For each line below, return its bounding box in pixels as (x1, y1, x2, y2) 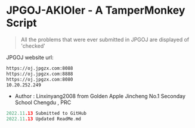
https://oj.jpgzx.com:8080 (6, 76, 73, 82)
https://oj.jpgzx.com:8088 (6, 65, 73, 71)
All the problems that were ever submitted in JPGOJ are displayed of (20, 36, 190, 43)
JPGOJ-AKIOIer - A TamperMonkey (6, 4, 185, 17)
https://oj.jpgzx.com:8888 (6, 71, 73, 77)
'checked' (20, 42, 46, 49)
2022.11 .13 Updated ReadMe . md (6, 116, 82, 122)
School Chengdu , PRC (14, 99, 72, 106)
